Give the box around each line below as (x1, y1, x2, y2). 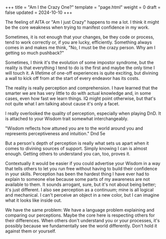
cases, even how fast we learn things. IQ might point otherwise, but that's (5, 95, 156, 101)
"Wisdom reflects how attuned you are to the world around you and (5, 125, 143, 131)
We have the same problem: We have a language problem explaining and (5, 207, 155, 213)
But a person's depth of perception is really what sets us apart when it (5, 140, 149, 146)
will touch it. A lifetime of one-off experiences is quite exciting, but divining (5, 70, 159, 76)
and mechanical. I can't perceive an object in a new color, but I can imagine (5, 192, 160, 198)
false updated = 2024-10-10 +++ (5, 9, 73, 15)
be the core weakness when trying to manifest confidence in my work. (5, 24, 150, 30)
